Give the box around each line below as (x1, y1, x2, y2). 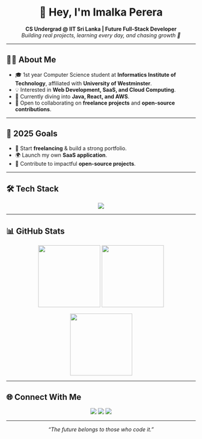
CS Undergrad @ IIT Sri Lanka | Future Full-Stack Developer (25, 25, 177, 32)
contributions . (14, 105, 52, 113)
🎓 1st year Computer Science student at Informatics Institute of (14, 71, 176, 78)
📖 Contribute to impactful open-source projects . (14, 160, 136, 167)
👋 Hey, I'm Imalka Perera (38, 5, 164, 19)
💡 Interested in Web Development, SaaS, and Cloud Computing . (14, 86, 176, 93)
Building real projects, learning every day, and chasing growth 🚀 (21, 31, 181, 38)
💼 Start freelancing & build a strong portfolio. (14, 144, 127, 152)
